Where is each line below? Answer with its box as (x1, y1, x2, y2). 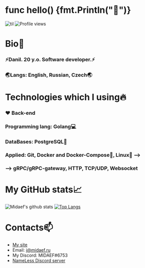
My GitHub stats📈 (5, 184, 82, 195)
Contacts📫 (5, 222, 53, 233)
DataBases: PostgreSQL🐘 (5, 138, 67, 145)
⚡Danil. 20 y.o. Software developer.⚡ (5, 56, 96, 63)
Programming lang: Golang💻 (5, 123, 77, 130)
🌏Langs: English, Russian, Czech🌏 (5, 71, 93, 78)
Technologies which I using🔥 (5, 91, 126, 103)
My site (12, 242, 28, 248)
